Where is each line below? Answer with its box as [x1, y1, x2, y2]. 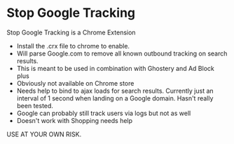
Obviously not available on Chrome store [16, 79, 135, 87]
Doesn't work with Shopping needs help [16, 116, 133, 124]
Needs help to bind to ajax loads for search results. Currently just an [16, 86, 214, 95]
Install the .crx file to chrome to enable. [16, 41, 130, 50]
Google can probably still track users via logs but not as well [16, 109, 191, 117]
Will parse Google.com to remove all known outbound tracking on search [16, 49, 228, 58]
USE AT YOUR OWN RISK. [6, 130, 82, 138]
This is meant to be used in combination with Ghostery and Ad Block [16, 64, 214, 72]
